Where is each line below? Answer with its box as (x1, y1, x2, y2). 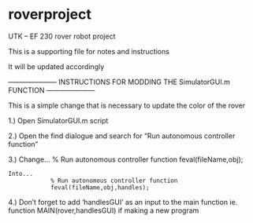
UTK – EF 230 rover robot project (8, 31, 116, 41)
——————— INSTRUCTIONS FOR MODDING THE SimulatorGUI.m (8, 77, 230, 86)
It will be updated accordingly (8, 61, 105, 71)
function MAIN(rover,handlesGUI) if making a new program (8, 206, 199, 215)
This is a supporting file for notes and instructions (8, 46, 169, 56)
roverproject (8, 5, 92, 24)
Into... (8, 170, 34, 177)
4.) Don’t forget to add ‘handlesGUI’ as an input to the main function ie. (8, 197, 238, 207)
